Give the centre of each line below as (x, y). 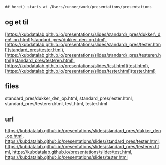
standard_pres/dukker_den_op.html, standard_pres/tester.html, (69, 98)
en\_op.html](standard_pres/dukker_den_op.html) (55, 39)
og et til (17, 22)
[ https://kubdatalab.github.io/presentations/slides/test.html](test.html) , (77, 65)
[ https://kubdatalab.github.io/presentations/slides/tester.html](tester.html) (81, 71)
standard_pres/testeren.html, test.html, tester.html (56, 103)
